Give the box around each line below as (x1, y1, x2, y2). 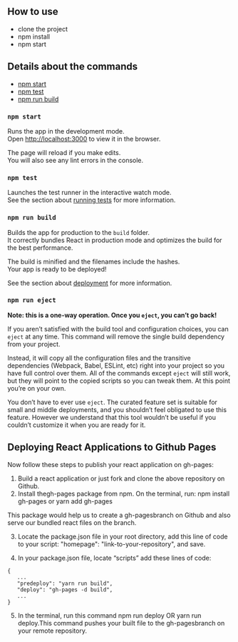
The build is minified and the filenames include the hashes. (7, 257, 180, 266)
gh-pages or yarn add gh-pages (17, 496, 113, 506)
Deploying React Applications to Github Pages (7, 441, 217, 453)
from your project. (7, 339, 61, 348)
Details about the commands (7, 61, 138, 73)
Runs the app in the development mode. (7, 126, 125, 135)
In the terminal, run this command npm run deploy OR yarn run (17, 611, 202, 620)
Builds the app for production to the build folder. (7, 228, 150, 236)
